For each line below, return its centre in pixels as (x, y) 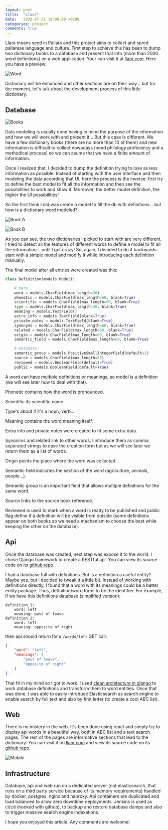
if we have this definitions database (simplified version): (63, 596)
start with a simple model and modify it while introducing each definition (80, 255)
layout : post (19, 10)
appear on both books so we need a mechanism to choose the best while (81, 521)
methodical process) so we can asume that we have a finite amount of (78, 153)
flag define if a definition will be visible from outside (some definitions (77, 516)
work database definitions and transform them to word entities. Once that (81, 688)
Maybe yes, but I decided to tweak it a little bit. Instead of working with (78, 580)
